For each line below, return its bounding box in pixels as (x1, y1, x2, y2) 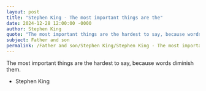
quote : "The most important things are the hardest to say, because (6, 32, 185, 38)
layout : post (6, 8, 40, 15)
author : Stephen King (6, 25, 62, 32)
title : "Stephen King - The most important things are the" (6, 15, 164, 21)
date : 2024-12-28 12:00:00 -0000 (6, 20, 92, 26)
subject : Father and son (6, 37, 70, 43)
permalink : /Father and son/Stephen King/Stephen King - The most (6, 43, 180, 49)
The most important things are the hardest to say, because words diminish (6, 59, 194, 67)
